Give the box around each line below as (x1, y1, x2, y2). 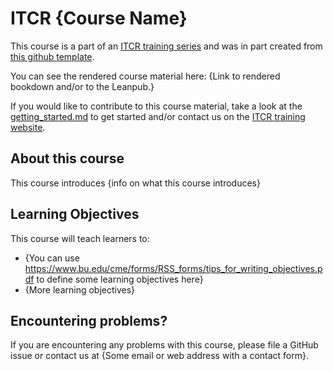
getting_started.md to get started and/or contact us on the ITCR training (10, 110, 306, 122)
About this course (10, 150, 125, 167)
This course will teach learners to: (10, 232, 150, 244)
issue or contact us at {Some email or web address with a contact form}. (10, 350, 309, 362)
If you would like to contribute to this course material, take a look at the (10, 100, 303, 112)
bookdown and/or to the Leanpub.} (10, 80, 155, 92)
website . (10, 121, 46, 133)
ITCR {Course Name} (10, 7, 188, 30)
